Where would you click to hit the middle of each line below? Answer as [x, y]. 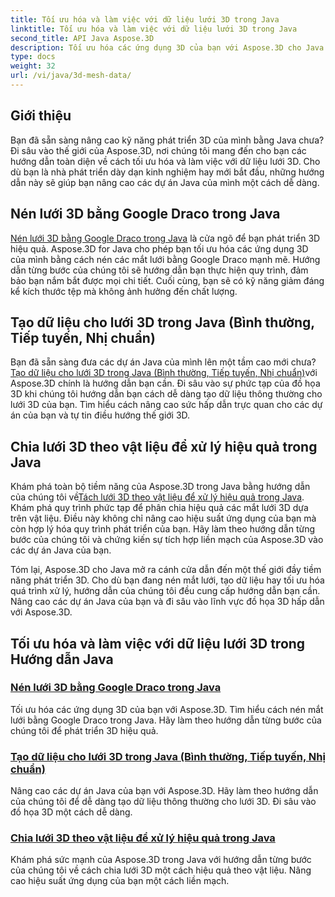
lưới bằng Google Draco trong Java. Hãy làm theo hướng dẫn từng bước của [166, 720]
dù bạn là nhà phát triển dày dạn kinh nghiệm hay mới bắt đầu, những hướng [167, 172]
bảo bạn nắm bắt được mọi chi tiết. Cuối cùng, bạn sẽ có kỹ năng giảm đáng [167, 280]
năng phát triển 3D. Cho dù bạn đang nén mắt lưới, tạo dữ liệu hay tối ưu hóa [167, 580]
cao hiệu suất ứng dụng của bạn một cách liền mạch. [120, 881]
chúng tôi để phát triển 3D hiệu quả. [84, 730]
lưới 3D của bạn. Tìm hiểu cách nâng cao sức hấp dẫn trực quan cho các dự [166, 405]
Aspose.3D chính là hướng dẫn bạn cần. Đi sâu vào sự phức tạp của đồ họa [165, 383]
